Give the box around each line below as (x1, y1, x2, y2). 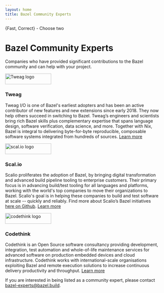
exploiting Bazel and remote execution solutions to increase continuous (5, 263, 150, 268)
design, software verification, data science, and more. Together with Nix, (5, 123, 153, 129)
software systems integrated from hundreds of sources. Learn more (5, 133, 142, 139)
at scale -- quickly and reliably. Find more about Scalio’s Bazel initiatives (5, 198, 151, 204)
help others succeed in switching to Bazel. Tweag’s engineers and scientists (5, 112, 160, 118)
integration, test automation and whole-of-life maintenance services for (5, 247, 150, 253)
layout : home (5, 7, 32, 12)
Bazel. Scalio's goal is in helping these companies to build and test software (5, 193, 159, 199)
